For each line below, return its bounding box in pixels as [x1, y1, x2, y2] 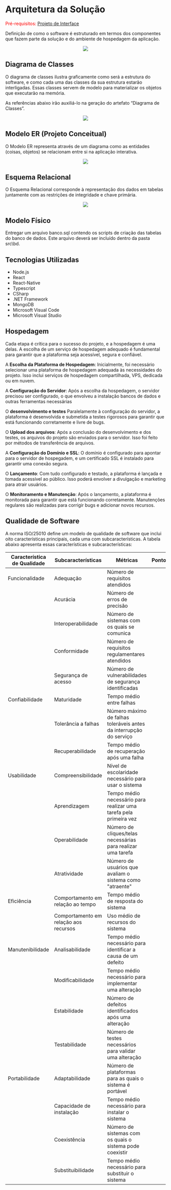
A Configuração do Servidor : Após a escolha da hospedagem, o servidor [5, 387, 160, 393]
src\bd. [5, 241, 20, 247]
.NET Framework [12, 296, 48, 302]
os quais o [107, 1136, 132, 1143]
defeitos [107, 1001, 127, 1008]
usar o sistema [107, 781, 142, 788]
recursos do [107, 919, 136, 926]
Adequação [54, 575, 82, 582]
